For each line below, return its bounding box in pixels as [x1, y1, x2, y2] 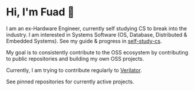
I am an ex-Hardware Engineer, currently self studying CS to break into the [6, 25, 188, 32]
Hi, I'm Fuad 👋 [6, 5, 75, 19]
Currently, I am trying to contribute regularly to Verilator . [6, 66, 143, 73]
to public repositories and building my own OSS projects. [6, 55, 144, 62]
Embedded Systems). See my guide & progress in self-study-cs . [6, 37, 162, 44]
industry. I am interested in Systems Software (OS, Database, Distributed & [6, 31, 188, 38]
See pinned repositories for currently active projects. [6, 78, 134, 85]
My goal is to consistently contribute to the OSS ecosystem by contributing [6, 48, 189, 56]
